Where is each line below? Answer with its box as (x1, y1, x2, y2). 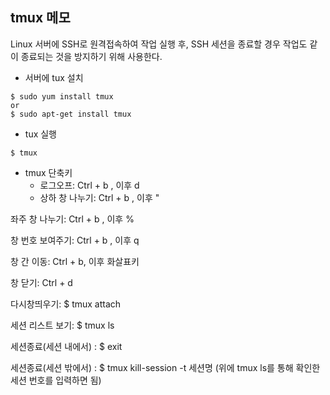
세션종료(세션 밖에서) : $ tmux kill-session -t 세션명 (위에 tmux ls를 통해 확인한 (10, 361, 321, 373)
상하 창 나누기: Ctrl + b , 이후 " (39, 191, 160, 203)
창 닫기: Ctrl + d (10, 276, 73, 288)
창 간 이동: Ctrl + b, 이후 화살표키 (10, 255, 140, 267)
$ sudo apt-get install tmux (10, 109, 132, 119)
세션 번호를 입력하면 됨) (10, 374, 102, 386)
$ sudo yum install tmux (10, 91, 114, 102)
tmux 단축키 (24, 166, 73, 178)
